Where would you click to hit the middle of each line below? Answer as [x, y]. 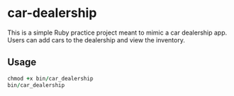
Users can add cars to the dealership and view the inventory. [96, 40]
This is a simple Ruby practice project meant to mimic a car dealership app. [117, 32]
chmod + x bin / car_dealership [50, 78]
